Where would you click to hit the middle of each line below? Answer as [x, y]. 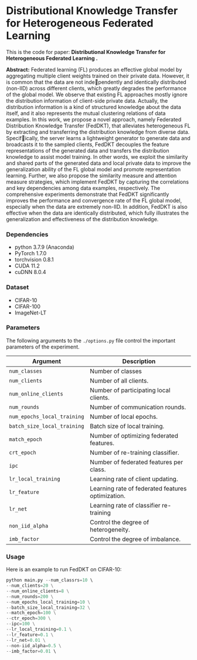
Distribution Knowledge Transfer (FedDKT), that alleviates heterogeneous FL [98, 126]
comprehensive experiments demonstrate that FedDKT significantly [88, 194]
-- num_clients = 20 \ [30, 585]
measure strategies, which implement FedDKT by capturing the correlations [98, 182]
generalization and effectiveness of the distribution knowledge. [82, 219]
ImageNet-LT [30, 313]
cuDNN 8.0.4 [30, 272]
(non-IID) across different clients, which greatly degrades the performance [96, 88]
